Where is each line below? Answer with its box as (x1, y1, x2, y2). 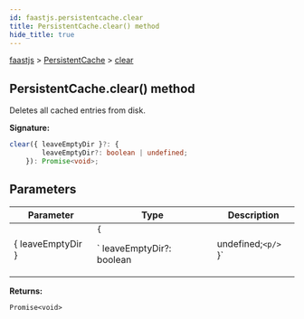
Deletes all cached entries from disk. (9, 105, 147, 116)
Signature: (9, 123, 50, 134)
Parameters (9, 182, 77, 197)
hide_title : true (9, 30, 75, 39)
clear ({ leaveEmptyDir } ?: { (9, 140, 119, 149)
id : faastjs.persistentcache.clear (9, 13, 144, 23)
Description (227, 209, 280, 221)
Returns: (9, 286, 43, 296)
